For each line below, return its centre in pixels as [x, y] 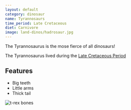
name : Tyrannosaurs [25, 19]
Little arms [23, 88]
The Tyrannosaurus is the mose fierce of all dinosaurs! [60, 46]
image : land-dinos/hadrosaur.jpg [39, 32]
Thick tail [21, 93]
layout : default [22, 10]
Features [19, 71]
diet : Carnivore [22, 28]
